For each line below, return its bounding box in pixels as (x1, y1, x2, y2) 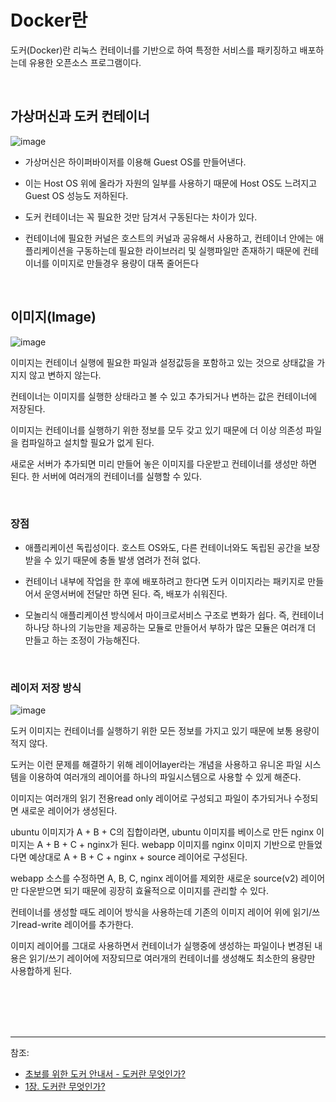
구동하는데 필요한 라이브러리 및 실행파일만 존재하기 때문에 (76, 244, 301, 256)
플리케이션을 (24, 244, 75, 256)
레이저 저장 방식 (10, 681, 82, 695)
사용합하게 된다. (10, 965, 73, 977)
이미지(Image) (10, 309, 97, 326)
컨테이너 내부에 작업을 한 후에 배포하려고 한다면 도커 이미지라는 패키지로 (24, 575, 306, 587)
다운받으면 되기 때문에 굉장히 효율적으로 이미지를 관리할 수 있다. (20, 885, 269, 897)
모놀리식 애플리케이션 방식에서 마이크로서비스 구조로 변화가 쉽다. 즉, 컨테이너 (24, 609, 325, 621)
